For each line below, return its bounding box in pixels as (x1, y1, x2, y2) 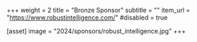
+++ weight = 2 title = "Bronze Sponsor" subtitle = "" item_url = (6, 6, 191, 14)
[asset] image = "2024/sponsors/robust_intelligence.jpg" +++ (6, 27, 186, 35)
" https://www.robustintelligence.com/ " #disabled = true (6, 13, 168, 22)
